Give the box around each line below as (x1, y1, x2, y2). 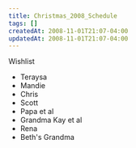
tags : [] (8, 19, 38, 27)
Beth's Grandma (19, 133, 75, 142)
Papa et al (19, 107, 54, 116)
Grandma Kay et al (19, 115, 83, 125)
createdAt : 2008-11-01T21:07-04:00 (8, 27, 129, 35)
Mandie (19, 81, 46, 91)
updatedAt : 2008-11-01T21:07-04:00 (8, 34, 129, 43)
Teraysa (19, 72, 47, 82)
